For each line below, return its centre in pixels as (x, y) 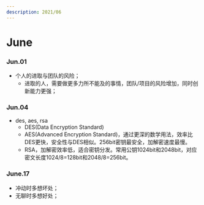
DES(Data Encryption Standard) (64, 127)
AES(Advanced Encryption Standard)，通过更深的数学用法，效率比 (108, 134)
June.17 (18, 174)
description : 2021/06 (34, 12)
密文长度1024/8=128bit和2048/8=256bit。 (78, 158)
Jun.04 (17, 107)
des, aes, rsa (31, 121)
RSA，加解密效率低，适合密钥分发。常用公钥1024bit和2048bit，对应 (111, 150)
